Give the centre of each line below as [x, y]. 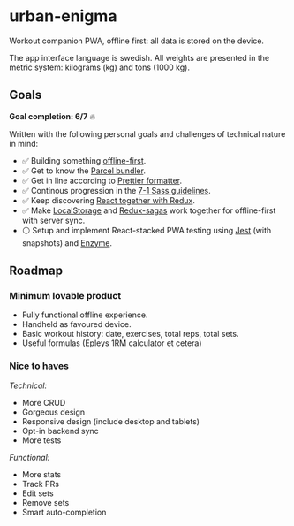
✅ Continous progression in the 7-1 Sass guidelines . [117, 190]
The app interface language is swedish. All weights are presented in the [139, 57]
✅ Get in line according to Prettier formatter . [102, 180]
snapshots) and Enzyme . [67, 243]
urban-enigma [63, 16]
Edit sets [38, 493]
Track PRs [41, 484]
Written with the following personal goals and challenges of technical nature [147, 133]
